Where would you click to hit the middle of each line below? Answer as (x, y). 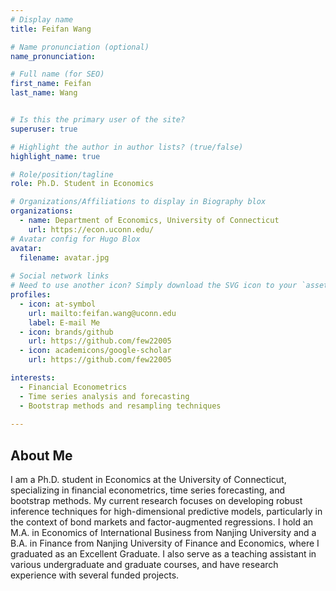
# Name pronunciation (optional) (80, 47)
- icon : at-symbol (58, 304)
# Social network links (60, 276)
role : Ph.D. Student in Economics (82, 184)
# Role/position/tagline (62, 174)
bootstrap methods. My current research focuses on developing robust (156, 501)
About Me (41, 455)
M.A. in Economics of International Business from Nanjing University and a (163, 533)
